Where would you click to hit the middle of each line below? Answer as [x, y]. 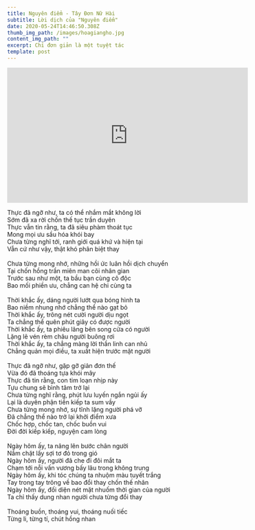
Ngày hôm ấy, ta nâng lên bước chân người [68, 446]
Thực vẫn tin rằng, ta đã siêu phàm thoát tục [70, 227]
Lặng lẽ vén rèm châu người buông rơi [61, 336]
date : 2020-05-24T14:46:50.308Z [53, 26]
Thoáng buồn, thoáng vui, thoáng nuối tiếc [67, 511]
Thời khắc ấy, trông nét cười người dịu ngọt [68, 314]
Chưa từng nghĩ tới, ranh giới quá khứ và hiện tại [75, 242]
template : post [29, 52]
